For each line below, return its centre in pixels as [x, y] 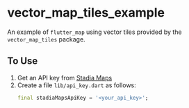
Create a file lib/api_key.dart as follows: [77, 85]
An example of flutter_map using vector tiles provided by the [94, 32]
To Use [23, 61]
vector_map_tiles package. [46, 39]
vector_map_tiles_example [86, 13]
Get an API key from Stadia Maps [65, 78]
